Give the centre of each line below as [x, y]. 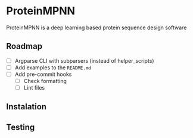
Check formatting [45, 81]
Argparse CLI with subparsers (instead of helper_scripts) [84, 60]
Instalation [26, 107]
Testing [21, 127]
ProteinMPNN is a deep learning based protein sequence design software [96, 27]
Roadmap [24, 46]
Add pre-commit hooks [43, 74]
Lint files [34, 88]
